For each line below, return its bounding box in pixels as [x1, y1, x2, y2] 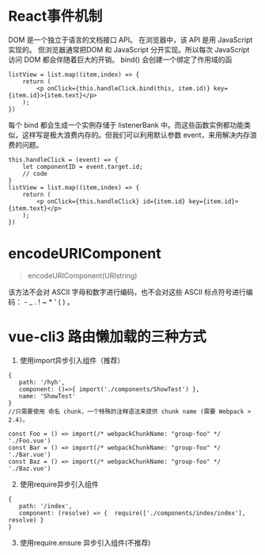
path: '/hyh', [18, 378, 66, 386]
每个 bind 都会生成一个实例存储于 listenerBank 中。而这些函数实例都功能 [8, 120, 244, 129]
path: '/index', [18, 502, 73, 510]
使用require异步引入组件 [19, 479, 99, 488]
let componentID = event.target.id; [22, 163, 144, 170]
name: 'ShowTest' [18, 392, 77, 400]
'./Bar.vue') [8, 450, 51, 458]
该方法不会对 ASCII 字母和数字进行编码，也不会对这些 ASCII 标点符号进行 [8, 287, 247, 297]
